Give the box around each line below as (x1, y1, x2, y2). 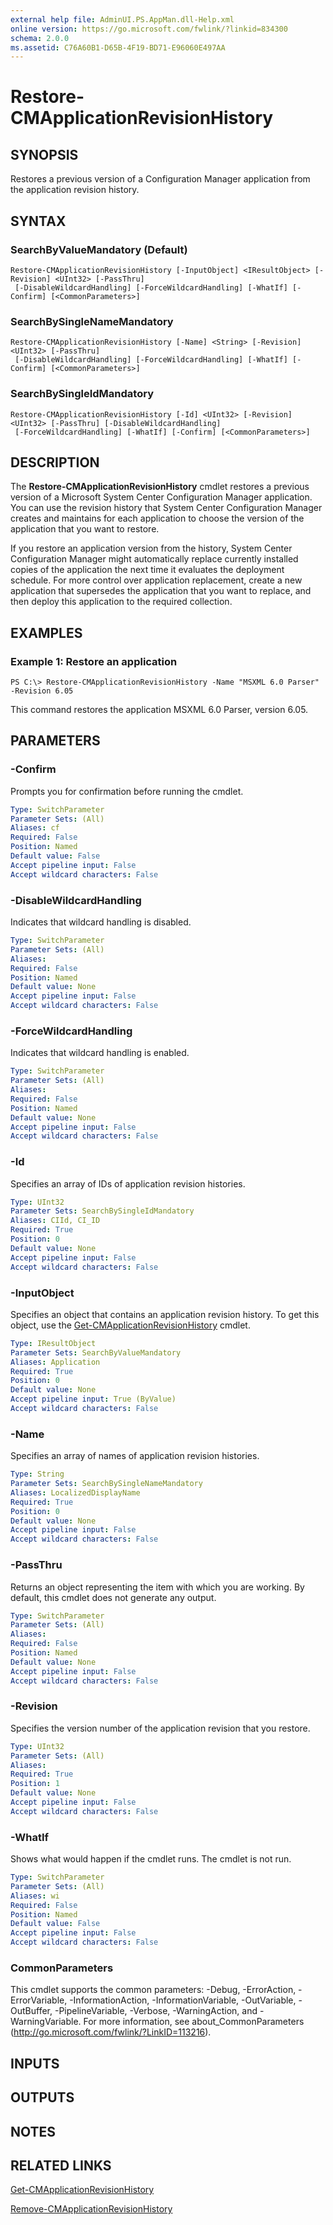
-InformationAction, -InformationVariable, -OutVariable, (69, 1994, 297, 2006)
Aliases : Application (10, 1357, 101, 1367)
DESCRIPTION (10, 454, 100, 471)
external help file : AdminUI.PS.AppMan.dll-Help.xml (10, 14, 235, 25)
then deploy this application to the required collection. (10, 596, 233, 608)
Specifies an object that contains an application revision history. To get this (10, 1308, 320, 1320)
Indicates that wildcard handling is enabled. (10, 1047, 190, 1059)
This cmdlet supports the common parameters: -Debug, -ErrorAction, (10, 1984, 297, 1996)
